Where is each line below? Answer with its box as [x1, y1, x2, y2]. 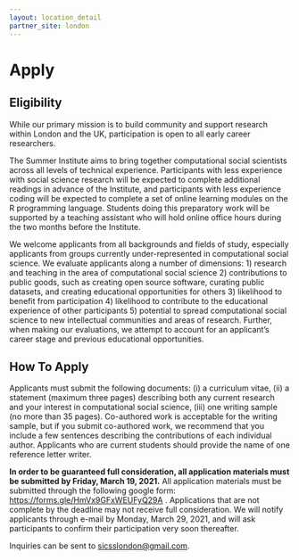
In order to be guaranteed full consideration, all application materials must [9, 466, 290, 477]
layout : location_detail [9, 12, 102, 22]
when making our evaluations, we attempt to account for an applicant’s [9, 324, 270, 334]
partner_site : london [9, 21, 90, 30]
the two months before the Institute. [9, 221, 141, 232]
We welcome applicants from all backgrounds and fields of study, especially [9, 238, 289, 250]
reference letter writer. [9, 449, 92, 460]
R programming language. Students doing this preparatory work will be [9, 202, 270, 213]
